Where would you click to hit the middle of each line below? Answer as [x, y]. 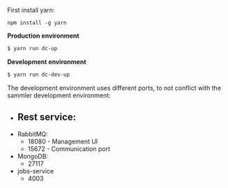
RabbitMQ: [33, 134]
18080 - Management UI [63, 141]
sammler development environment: [59, 95]
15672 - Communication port [69, 148]
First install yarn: [31, 10]
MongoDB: [33, 156]
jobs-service [36, 171]
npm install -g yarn [37, 23]
